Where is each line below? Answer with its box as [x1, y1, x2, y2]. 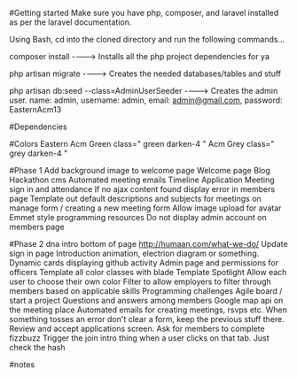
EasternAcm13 [9, 104, 62, 114]
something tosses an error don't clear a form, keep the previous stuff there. [9, 314, 285, 324]
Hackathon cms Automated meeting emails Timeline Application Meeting [9, 174, 275, 185]
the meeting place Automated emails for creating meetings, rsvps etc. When [9, 304, 288, 315]
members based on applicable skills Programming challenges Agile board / [9, 286, 283, 296]
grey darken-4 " [9, 148, 68, 158]
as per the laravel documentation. [9, 17, 132, 27]
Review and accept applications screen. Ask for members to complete [9, 323, 265, 334]
